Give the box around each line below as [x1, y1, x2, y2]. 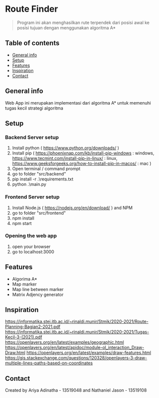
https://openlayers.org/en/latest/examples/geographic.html [5, 339, 124, 345]
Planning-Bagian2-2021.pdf [5, 324, 61, 330]
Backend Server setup [5, 133, 59, 140]
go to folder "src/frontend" [12, 210, 66, 216]
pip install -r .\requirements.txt [12, 176, 74, 182]
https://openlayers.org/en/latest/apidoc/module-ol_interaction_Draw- [5, 345, 144, 351]
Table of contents [5, 39, 60, 47]
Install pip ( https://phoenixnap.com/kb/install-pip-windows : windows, [12, 150, 155, 156]
